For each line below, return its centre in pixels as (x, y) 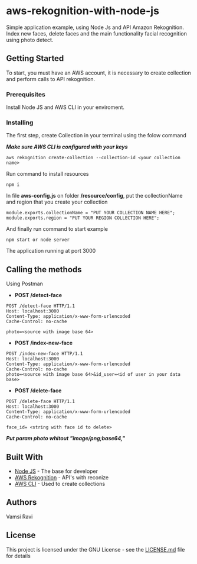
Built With (24, 457)
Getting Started (35, 58)
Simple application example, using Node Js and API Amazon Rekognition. (95, 27)
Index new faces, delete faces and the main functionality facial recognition (96, 33)
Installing (20, 123)
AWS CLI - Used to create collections (60, 484)
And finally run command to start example (57, 229)
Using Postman (24, 284)
